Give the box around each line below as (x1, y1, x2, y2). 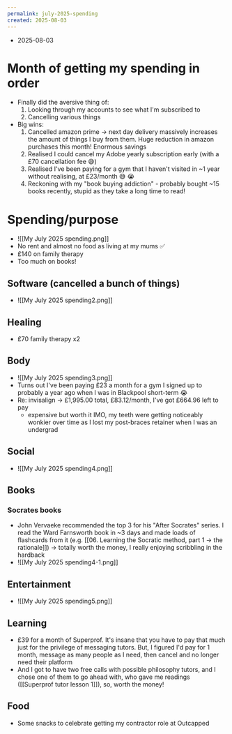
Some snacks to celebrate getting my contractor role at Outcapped (17, 719, 210, 727)
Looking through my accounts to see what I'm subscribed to (27, 105, 201, 114)
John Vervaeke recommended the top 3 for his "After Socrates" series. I (17, 521, 224, 530)
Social (7, 446, 35, 458)
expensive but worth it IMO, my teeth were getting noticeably (27, 410, 203, 419)
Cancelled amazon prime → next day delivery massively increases (27, 128, 218, 136)
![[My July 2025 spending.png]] (17, 234, 109, 243)
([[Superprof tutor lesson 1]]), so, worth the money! (17, 680, 164, 688)
